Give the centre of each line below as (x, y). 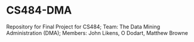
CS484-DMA (39, 10)
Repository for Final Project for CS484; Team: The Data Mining (83, 27)
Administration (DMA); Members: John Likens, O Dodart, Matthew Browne (97, 33)
